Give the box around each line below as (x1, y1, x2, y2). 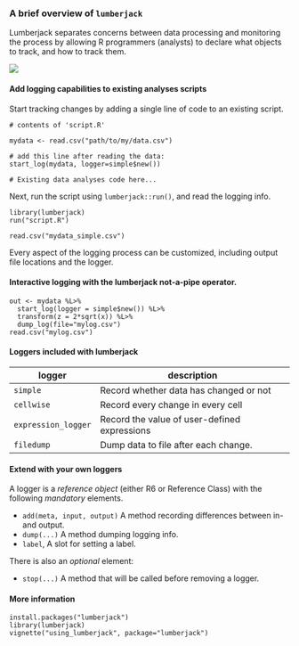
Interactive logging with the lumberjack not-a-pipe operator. (9, 277, 238, 288)
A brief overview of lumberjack (9, 7, 143, 20)
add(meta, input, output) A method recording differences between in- (21, 511, 284, 521)
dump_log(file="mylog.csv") (17, 320, 122, 329)
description (167, 369, 218, 381)
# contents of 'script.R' (9, 120, 105, 129)
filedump (13, 439, 51, 450)
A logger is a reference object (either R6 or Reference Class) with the (9, 484, 263, 495)
